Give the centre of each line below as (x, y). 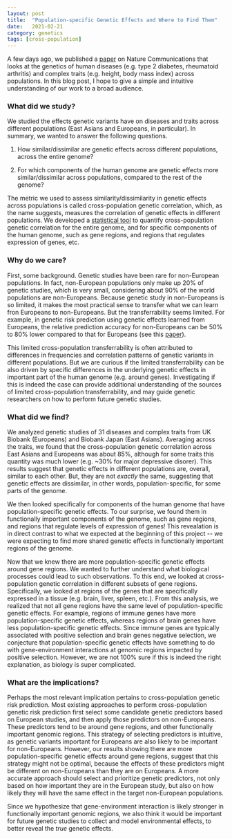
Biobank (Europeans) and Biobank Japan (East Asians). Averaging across (111, 439)
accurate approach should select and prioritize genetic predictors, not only (114, 778)
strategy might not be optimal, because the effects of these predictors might (116, 764)
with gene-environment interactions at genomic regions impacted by (105, 650)
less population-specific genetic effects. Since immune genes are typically (113, 628)
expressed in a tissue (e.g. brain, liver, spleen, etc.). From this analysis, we (113, 598)
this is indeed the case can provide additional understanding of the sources (115, 384)
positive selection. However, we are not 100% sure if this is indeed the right (114, 657)
